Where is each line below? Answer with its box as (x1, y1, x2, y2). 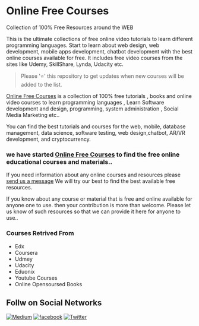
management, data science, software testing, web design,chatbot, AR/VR (6, 129, 185, 136)
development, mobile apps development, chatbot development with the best (6, 48, 193, 55)
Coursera (14, 249, 38, 256)
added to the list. (20, 81, 62, 88)
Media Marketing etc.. (6, 111, 60, 118)
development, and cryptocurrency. (6, 135, 91, 143)
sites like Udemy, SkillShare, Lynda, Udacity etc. (6, 61, 124, 68)
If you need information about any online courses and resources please (6, 171, 181, 179)
